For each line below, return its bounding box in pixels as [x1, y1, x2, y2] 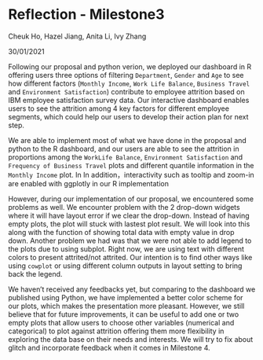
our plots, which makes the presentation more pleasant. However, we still [8, 301, 245, 310]
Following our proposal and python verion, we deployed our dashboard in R [8, 61, 252, 72]
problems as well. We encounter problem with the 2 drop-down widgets [8, 202, 241, 211]
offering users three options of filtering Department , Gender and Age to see [8, 70, 244, 79]
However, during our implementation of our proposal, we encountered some [8, 194, 254, 204]
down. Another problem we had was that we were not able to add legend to [8, 236, 252, 245]
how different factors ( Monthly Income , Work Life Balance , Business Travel [8, 79, 250, 88]
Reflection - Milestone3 [8, 6, 165, 24]
